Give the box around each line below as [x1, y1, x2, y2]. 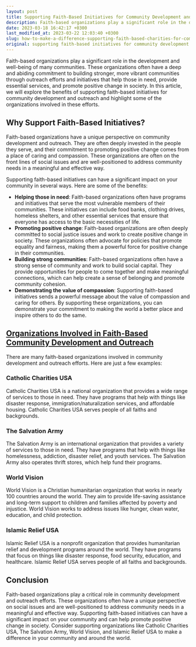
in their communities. [14, 249, 65, 256]
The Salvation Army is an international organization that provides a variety [6, 440, 184, 447]
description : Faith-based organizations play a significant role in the [6, 19, 187, 25]
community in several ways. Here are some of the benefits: [6, 182, 148, 189]
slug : [6, 36, 19, 42]
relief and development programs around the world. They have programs [6, 546, 181, 553]
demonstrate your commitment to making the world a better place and [14, 305, 183, 312]
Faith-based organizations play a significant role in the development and [6, 57, 180, 64]
